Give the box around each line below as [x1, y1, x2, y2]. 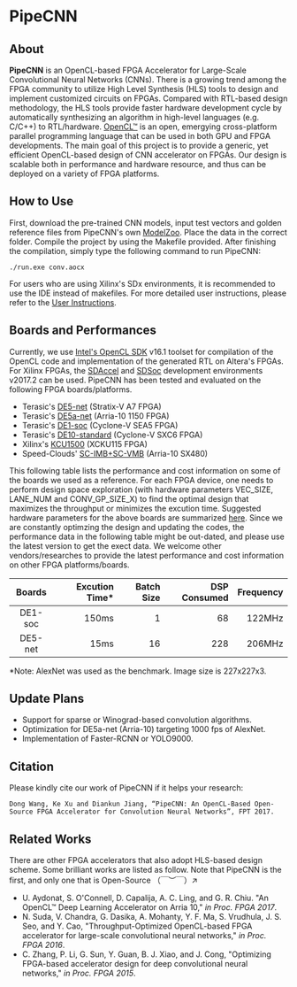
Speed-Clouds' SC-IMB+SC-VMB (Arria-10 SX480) [21, 448, 209, 459]
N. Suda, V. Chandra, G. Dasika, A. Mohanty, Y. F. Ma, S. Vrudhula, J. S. [21, 912, 282, 922]
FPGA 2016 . [21, 940, 65, 951]
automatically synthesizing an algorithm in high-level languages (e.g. [9, 112, 260, 122]
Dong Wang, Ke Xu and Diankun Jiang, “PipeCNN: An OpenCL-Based [9, 799, 251, 809]
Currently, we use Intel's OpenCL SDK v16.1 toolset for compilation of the [9, 346, 274, 357]
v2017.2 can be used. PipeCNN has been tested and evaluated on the [9, 374, 262, 385]
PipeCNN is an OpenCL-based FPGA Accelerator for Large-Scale [9, 65, 247, 75]
